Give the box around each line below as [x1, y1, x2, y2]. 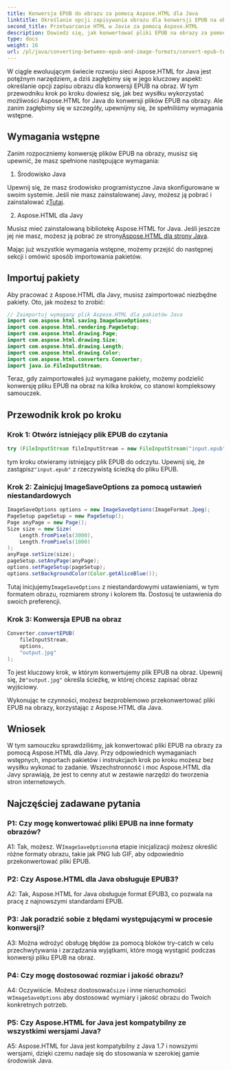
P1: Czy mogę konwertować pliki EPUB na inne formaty [7, 818, 194, 828]
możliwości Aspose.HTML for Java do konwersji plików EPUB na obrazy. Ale [7, 96, 223, 104]
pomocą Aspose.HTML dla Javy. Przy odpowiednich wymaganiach [7, 748, 197, 757]
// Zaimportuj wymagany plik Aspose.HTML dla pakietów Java [7, 311, 184, 318]
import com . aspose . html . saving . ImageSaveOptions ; [7, 317, 153, 324]
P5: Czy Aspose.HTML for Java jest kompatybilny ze [7, 1018, 187, 1027]
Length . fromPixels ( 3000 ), [19, 532, 94, 539]
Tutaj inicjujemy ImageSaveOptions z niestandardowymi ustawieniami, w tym [7, 582, 219, 591]
